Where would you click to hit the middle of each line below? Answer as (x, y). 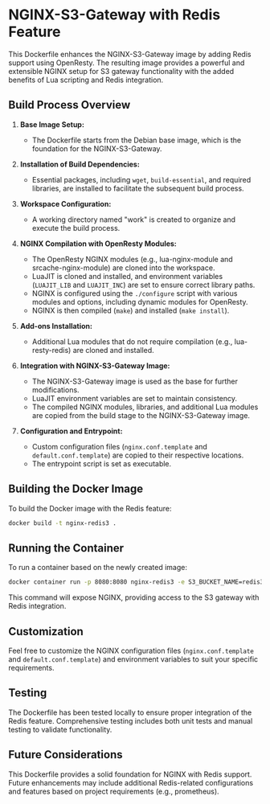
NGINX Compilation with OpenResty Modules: (98, 244)
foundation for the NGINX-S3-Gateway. (97, 148)
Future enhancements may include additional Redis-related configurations (131, 782)
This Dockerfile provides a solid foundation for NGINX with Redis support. (130, 774)
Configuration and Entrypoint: (71, 431)
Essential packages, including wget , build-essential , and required (141, 179)
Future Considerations (65, 755)
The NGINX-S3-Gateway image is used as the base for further (135, 381)
